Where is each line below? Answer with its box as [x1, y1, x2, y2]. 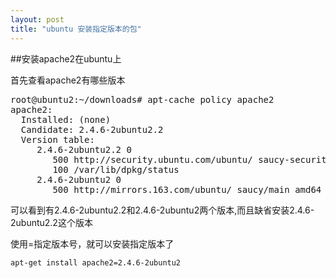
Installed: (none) [20, 114, 112, 125]
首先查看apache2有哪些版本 [10, 74, 126, 86]
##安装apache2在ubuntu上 [10, 52, 122, 65]
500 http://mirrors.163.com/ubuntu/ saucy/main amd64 [52, 184, 322, 195]
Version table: [20, 134, 95, 145]
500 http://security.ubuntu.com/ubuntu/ [52, 154, 253, 165]
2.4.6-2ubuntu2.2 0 [36, 144, 132, 155]
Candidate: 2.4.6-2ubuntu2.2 [20, 124, 164, 135]
